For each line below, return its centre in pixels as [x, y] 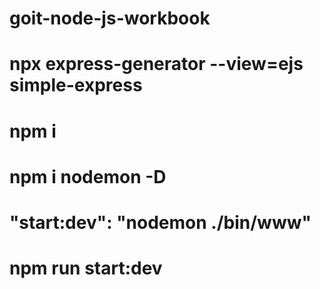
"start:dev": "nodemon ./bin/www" [160, 222]
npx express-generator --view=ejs [156, 64]
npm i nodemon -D [88, 176]
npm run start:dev [86, 268]
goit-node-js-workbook [110, 18]
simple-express [76, 85]
